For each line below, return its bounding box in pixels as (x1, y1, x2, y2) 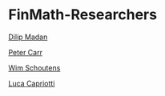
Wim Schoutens (8, 62, 61, 73)
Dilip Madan (8, 32, 48, 42)
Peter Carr (8, 47, 42, 57)
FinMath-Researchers (8, 6, 158, 24)
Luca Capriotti (8, 78, 55, 88)
